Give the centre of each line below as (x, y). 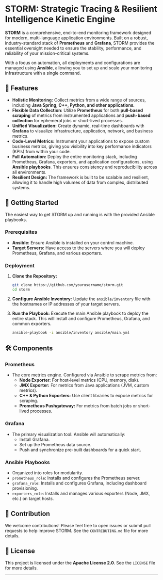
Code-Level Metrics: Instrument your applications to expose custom (81, 141)
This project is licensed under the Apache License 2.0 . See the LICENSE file (80, 563)
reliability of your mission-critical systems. (47, 53)
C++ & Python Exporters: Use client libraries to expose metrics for (86, 396)
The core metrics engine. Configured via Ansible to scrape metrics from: (84, 375)
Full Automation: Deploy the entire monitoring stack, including (74, 157)
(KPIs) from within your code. (41, 151)
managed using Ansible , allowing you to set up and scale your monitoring (79, 68)
